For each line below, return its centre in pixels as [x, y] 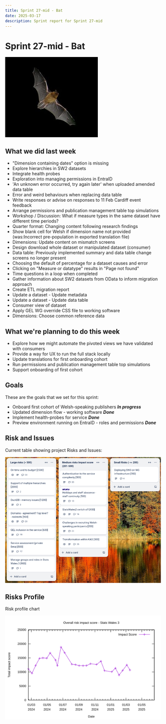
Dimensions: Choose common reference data [58, 316]
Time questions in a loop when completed [55, 274]
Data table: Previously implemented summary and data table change [82, 253]
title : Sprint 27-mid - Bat [34, 10]
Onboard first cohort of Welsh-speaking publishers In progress [77, 407]
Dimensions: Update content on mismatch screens [63, 242]
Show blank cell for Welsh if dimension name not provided [71, 232]
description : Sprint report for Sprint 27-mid [54, 21]
